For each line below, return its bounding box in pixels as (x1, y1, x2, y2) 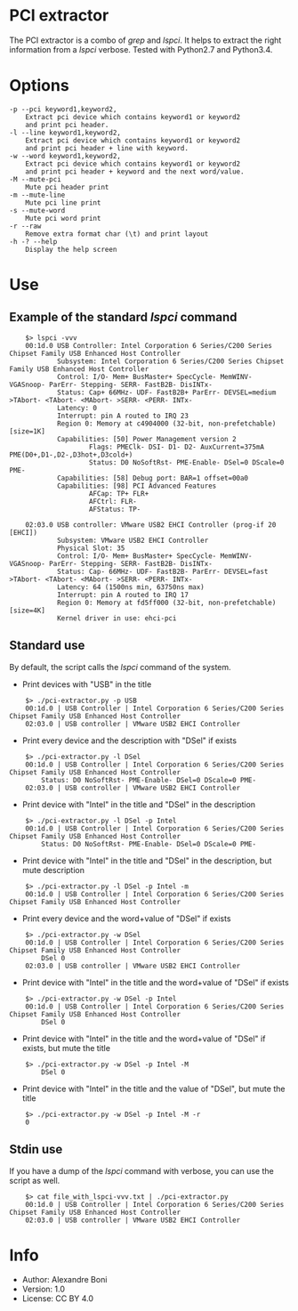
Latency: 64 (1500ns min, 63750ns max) (56, 582, 205, 592)
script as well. (9, 1175, 60, 1186)
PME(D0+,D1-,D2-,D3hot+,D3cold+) (9, 450, 133, 459)
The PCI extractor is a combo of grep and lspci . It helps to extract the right (9, 35, 282, 45)
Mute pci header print (25, 182, 109, 191)
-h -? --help (9, 237, 58, 246)
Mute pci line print (25, 198, 101, 207)
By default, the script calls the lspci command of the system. (9, 661, 231, 672)
